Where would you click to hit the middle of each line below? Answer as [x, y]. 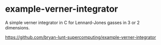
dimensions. [17, 27]
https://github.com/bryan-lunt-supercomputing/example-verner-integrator [80, 37]
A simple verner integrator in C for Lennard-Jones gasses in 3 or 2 [72, 22]
